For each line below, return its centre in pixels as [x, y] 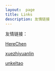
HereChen [16, 44]
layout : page [20, 10]
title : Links [19, 14]
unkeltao [14, 63]
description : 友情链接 [27, 19]
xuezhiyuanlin [20, 53]
